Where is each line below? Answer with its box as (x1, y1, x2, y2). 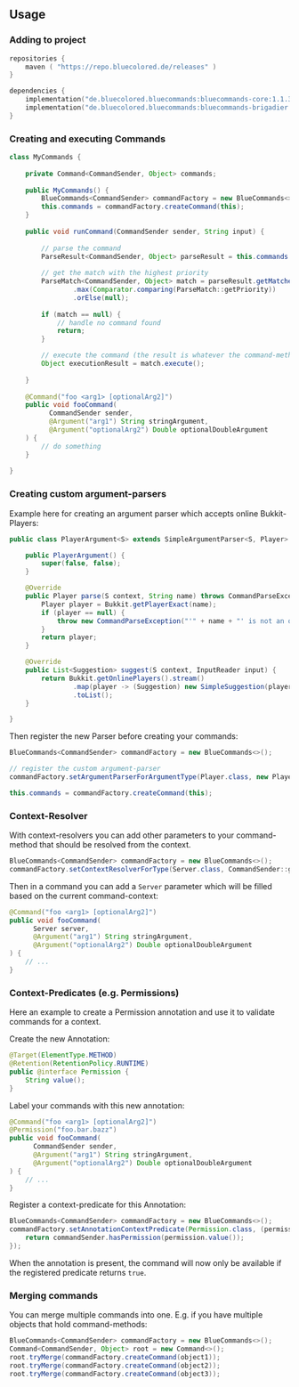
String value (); (25, 1075, 86, 1084)
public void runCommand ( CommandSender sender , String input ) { (25, 227, 265, 236)
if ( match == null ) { (41, 310, 122, 319)
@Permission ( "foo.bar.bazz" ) (9, 1125, 117, 1134)
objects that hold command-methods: (9, 1319, 148, 1330)
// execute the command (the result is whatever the (41, 351, 241, 360)
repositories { (9, 53, 66, 63)
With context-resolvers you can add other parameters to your (9, 830, 235, 840)
